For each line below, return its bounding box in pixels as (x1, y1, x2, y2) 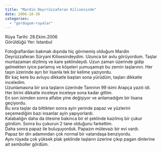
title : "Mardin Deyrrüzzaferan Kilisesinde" (5, 7, 97, 12)
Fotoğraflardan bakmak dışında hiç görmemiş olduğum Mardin (5, 49, 130, 54)
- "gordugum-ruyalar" (9, 20, 53, 26)
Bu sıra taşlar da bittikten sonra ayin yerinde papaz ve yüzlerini (5, 105, 131, 111)
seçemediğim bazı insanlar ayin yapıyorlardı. (5, 110, 94, 117)
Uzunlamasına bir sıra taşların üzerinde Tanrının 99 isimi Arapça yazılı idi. (5, 84, 151, 90)
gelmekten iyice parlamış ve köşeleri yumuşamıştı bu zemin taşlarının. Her (5, 64, 153, 70)
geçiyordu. (5, 100, 27, 106)
